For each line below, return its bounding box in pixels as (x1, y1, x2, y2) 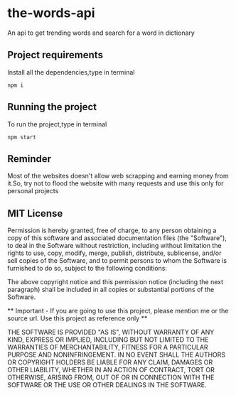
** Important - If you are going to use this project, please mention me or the (7, 307, 229, 315)
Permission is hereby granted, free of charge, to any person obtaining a (7, 226, 217, 235)
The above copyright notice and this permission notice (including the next (7, 278, 224, 286)
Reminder (7, 153, 52, 165)
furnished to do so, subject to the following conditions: (7, 264, 167, 273)
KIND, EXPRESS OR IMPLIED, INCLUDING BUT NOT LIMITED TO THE (7, 335, 209, 344)
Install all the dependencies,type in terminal (7, 67, 135, 76)
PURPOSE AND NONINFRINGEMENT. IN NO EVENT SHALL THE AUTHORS (7, 350, 226, 359)
